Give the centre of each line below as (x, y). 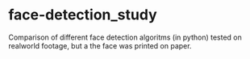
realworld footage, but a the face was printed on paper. (100, 45)
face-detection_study (83, 15)
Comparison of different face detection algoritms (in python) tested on (125, 37)
